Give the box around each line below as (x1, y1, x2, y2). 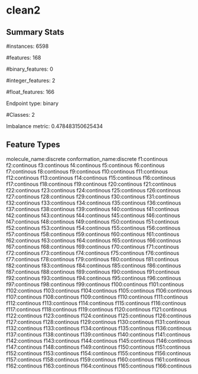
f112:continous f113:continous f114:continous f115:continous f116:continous (6, 299, 186, 307)
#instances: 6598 (6, 42, 49, 50)
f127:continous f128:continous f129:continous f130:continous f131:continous (6, 318, 190, 325)
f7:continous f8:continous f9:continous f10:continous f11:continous (6, 168, 168, 175)
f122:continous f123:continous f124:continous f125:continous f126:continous (6, 312, 191, 319)
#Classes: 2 (6, 111, 35, 118)
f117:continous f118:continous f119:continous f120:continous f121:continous (6, 306, 187, 313)
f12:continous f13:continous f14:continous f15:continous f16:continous (6, 174, 176, 181)
